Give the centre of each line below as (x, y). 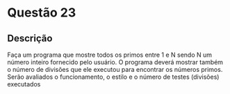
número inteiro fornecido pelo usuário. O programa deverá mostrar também (115, 62)
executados (24, 84)
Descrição (30, 38)
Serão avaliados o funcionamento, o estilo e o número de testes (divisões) (113, 77)
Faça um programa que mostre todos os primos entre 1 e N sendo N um (110, 55)
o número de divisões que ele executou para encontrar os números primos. (115, 69)
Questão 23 (42, 13)
